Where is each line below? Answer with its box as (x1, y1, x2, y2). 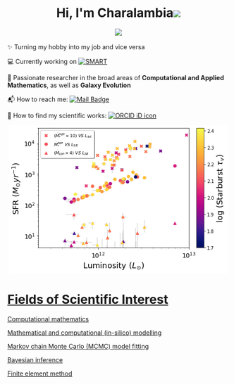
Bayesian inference (7, 355, 63, 364)
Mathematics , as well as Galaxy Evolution (7, 81, 132, 89)
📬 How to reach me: (7, 95, 68, 103)
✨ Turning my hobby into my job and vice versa (7, 42, 145, 51)
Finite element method (7, 369, 73, 378)
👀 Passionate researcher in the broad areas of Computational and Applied (7, 73, 224, 82)
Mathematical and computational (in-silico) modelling (7, 328, 162, 337)
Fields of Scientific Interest (7, 292, 168, 307)
